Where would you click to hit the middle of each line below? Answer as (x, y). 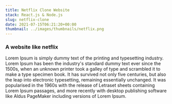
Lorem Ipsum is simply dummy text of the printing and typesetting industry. (84, 58)
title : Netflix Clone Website (38, 10)
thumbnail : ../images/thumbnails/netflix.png (55, 29)
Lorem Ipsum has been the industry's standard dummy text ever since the (83, 64)
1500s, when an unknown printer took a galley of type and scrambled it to (83, 69)
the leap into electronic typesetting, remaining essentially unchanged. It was (86, 80)
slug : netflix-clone (27, 19)
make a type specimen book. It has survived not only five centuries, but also (86, 74)
